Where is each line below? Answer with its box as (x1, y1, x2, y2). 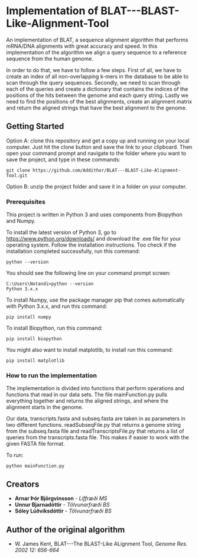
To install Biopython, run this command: (6, 325, 103, 332)
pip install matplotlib (6, 358, 65, 364)
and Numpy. (6, 218, 36, 225)
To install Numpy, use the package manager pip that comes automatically (6, 297, 185, 304)
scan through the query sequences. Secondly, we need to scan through (6, 79, 181, 86)
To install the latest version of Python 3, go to (6, 229, 116, 236)
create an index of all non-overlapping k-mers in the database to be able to (6, 73, 189, 80)
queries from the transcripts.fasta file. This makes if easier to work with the (6, 434, 189, 441)
